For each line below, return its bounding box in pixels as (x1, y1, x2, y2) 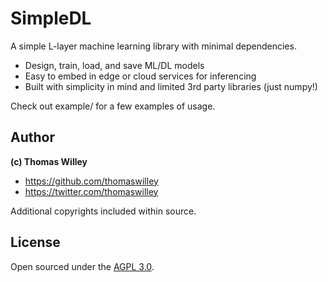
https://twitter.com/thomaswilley (24, 185, 159, 197)
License (10, 234, 61, 251)
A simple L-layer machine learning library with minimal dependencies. (10, 40, 297, 52)
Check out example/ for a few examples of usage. (10, 100, 216, 112)
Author (10, 129, 55, 146)
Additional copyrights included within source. (10, 205, 197, 217)
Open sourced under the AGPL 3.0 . (10, 260, 155, 272)
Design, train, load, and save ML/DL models (24, 59, 205, 71)
